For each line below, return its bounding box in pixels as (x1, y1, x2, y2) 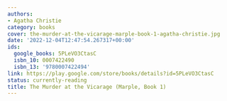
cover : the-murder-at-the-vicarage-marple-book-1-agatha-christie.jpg (7, 30, 221, 38)
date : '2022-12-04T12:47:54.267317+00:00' (7, 37, 135, 44)
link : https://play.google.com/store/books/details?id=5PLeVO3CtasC (7, 70, 214, 77)
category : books (7, 23, 55, 31)
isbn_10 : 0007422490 (13, 57, 74, 64)
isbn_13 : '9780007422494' (13, 63, 91, 70)
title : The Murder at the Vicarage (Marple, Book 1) (7, 83, 167, 90)
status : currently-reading (7, 76, 87, 84)
